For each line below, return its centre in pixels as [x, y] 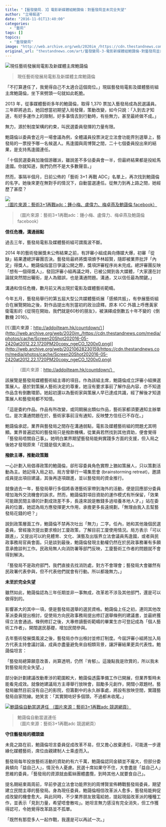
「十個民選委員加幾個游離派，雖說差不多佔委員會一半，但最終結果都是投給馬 [83, 160]
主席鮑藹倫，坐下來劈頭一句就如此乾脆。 [46, 93]
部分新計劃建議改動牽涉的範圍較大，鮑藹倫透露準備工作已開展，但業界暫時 [81, 678]
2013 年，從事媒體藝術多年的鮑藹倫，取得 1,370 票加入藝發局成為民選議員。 [82, 103]
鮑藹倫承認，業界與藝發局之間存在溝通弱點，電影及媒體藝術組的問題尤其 [79, 426]
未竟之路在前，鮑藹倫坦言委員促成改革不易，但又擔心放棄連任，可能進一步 [81, 744]
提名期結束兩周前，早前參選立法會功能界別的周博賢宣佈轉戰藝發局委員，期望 [83, 784]
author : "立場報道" [24, 14]
